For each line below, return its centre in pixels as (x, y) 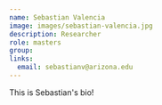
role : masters (36, 42)
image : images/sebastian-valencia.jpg (81, 26)
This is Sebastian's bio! (52, 92)
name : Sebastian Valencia (57, 17)
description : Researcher (55, 34)
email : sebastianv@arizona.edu (75, 68)
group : (21, 51)
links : (21, 59)
